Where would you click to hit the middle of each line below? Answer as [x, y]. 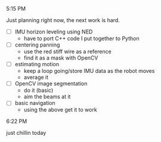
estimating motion [37, 64]
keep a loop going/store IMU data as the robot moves [89, 71]
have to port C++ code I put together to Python [81, 39]
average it [36, 78]
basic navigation [35, 103]
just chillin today [26, 133]
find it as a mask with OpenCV [61, 58]
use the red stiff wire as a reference [67, 52]
